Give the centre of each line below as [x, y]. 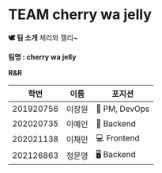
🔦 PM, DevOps [123, 109]
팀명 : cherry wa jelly [42, 56]
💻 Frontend [118, 138]
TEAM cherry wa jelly [80, 15]
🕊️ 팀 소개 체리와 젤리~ [43, 37]
